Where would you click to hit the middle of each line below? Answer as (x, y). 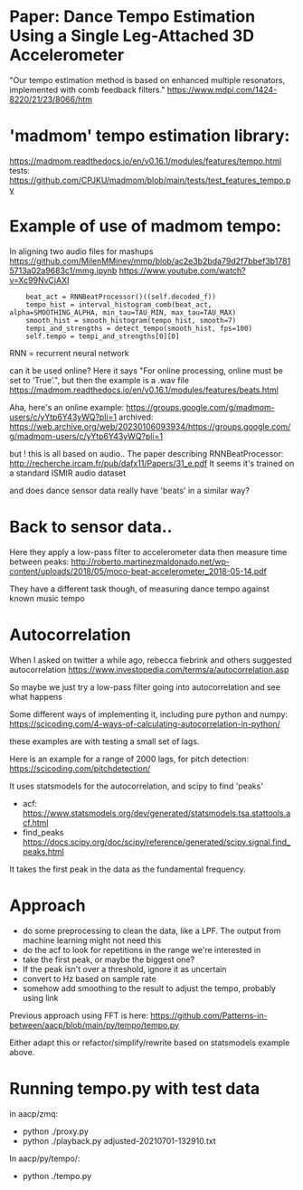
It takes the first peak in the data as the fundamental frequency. (128, 869)
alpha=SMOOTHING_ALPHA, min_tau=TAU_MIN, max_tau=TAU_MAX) (123, 312)
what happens (36, 696)
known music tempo (47, 598)
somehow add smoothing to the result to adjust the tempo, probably (149, 988)
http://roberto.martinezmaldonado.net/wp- (151, 562)
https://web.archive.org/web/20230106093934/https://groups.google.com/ (150, 426)
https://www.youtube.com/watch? (182, 270)
